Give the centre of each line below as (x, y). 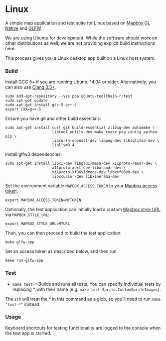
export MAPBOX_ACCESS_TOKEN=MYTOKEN (43, 200)
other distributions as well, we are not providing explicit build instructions (80, 43)
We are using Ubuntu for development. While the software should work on (81, 38)
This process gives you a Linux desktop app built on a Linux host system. (80, 58)
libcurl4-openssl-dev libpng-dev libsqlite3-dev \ (106, 141)
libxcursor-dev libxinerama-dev (86, 177)
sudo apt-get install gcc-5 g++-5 (41, 105)
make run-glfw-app (24, 261)
